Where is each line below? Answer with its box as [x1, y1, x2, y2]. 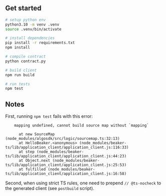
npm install [5, 45, 30, 50]
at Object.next [18, 158, 51, 163]
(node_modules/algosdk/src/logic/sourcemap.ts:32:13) [5, 136, 120, 141]
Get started [5, 4, 42, 13]
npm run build [5, 72, 35, 77]
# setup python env [5, 17, 46, 22]
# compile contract [5, 54, 46, 59]
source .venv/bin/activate [5, 27, 62, 32]
